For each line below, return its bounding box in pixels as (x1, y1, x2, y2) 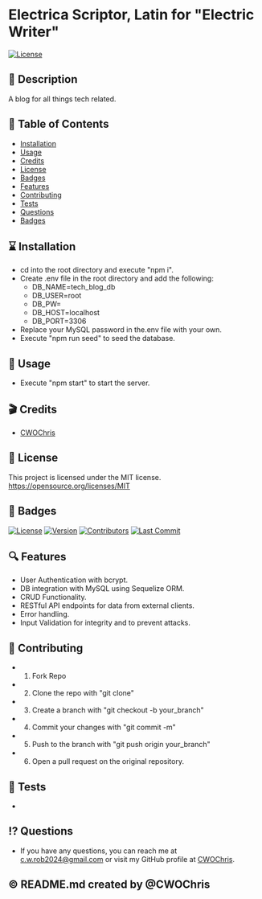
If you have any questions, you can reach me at (19, 846, 178, 856)
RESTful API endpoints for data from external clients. (19, 601, 195, 610)
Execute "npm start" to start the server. (19, 378, 150, 388)
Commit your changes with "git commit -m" (31, 722, 177, 733)
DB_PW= (31, 299, 62, 309)
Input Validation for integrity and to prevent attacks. (19, 618, 190, 628)
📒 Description (8, 72, 78, 86)
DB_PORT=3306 (31, 316, 87, 326)
